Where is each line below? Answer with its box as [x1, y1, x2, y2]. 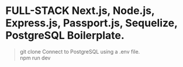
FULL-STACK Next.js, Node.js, [5, 4, 155, 17]
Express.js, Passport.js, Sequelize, [5, 16, 178, 30]
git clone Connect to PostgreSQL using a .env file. [19, 48, 140, 55]
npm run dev [19, 54, 51, 61]
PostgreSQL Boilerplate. [5, 29, 125, 42]
